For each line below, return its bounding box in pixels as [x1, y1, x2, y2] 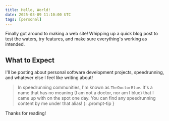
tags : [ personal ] [5, 17, 42, 22]
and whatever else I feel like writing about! [5, 75, 93, 81]
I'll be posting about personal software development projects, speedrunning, [5, 69, 164, 76]
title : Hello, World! [5, 7, 51, 13]
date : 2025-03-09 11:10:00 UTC [5, 12, 71, 17]
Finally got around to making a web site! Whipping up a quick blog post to [5, 31, 158, 37]
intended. [5, 41, 25, 47]
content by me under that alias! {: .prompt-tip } [17, 100, 115, 106]
